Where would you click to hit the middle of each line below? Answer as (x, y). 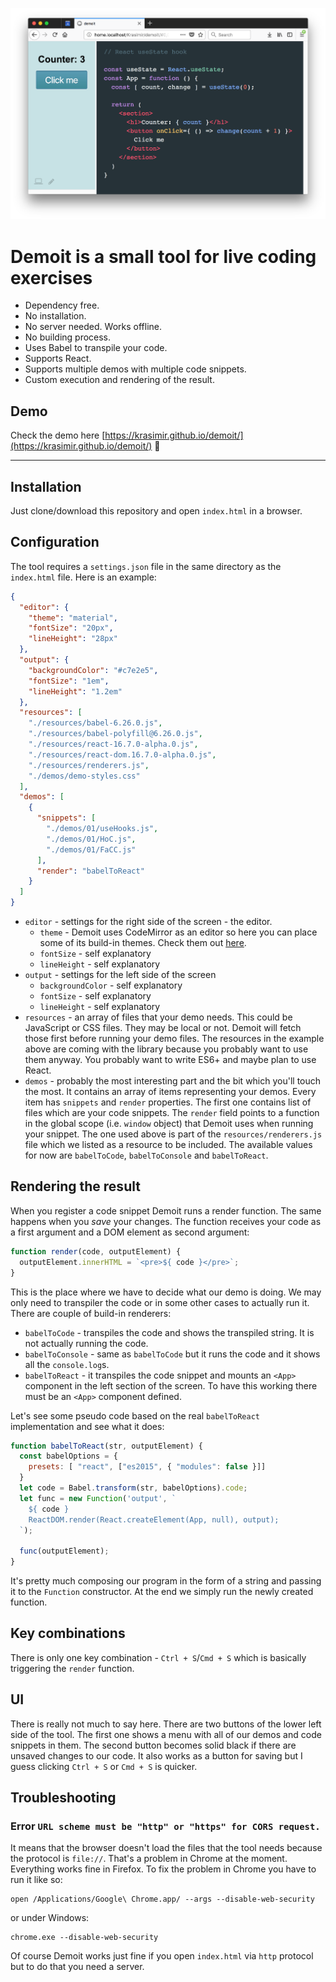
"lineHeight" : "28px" (73, 639)
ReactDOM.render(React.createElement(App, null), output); (154, 1519)
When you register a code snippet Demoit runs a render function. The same (166, 1210)
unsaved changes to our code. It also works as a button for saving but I (156, 1755)
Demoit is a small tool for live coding (163, 256)
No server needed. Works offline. (93, 327)
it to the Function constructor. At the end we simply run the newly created (162, 1592)
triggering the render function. (72, 1668)
